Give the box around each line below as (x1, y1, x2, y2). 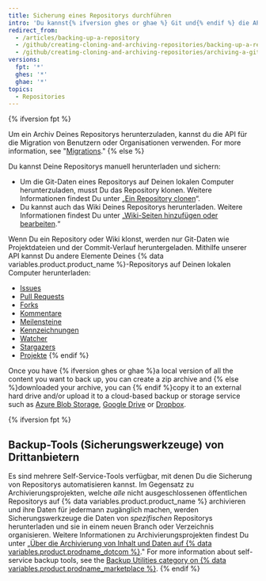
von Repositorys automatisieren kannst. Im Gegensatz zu (8, 480, 194, 489)
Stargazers (19, 342, 56, 352)
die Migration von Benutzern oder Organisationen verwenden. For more (8, 138, 241, 147)
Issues (19, 283, 42, 293)
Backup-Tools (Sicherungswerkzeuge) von (8, 438, 224, 451)
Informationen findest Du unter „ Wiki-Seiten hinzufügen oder (19, 211, 218, 220)
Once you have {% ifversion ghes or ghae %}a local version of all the (8, 366, 234, 376)
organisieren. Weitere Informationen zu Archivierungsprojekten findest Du (8, 530, 249, 540)
